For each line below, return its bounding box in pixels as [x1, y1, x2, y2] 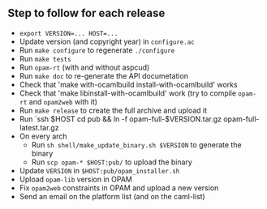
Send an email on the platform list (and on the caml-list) [19, 191, 206, 201]
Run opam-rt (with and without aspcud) [19, 62, 150, 72]
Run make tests [19, 53, 71, 63]
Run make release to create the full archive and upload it [19, 105, 208, 115]
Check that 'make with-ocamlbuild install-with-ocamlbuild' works [19, 79, 238, 89]
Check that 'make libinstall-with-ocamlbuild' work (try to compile [19, 88, 237, 98]
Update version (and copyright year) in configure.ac [19, 36, 196, 46]
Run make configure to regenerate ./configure [19, 45, 175, 55]
